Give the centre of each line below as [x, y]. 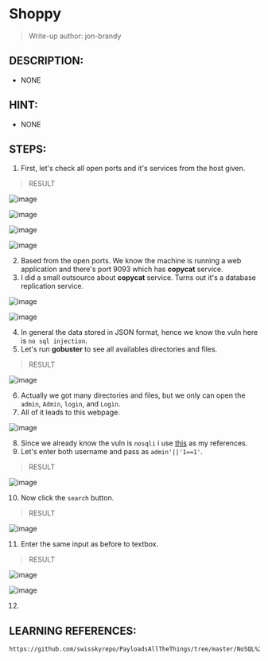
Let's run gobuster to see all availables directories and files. [119, 349]
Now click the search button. [67, 498]
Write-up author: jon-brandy [75, 36]
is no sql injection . [54, 341]
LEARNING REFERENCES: [73, 630]
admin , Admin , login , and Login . [70, 404]
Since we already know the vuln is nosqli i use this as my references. [134, 443]
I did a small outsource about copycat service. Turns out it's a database [138, 278]
